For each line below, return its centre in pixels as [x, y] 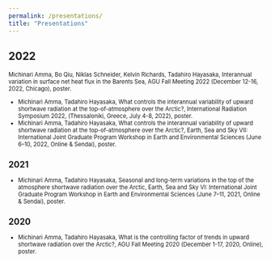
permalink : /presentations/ [56, 16]
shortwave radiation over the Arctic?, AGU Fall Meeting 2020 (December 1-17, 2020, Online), [141, 245]
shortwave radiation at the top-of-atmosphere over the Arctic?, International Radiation [132, 109]
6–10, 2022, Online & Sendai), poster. [68, 144]
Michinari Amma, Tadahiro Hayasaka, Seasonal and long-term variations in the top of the [136, 180]
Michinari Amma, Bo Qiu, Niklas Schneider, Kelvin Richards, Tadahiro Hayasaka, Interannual [130, 75]
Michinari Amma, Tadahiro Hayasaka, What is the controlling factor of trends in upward [133, 238]
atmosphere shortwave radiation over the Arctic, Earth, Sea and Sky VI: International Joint [138, 187]
